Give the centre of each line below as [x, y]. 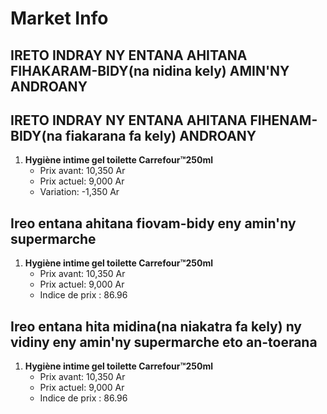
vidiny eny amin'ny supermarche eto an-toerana [164, 342]
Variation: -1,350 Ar [79, 192]
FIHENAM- [283, 120]
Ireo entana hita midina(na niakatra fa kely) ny [156, 326]
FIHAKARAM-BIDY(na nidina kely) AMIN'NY [150, 70]
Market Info [59, 18]
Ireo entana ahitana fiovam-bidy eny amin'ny [153, 223]
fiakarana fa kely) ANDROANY [160, 135]
